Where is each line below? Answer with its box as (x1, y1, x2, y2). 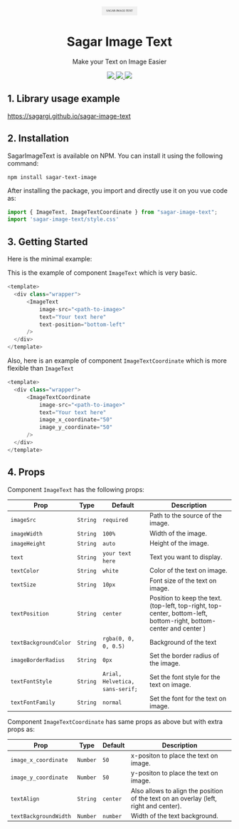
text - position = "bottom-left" (38, 321, 126, 328)
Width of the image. (149, 528, 208, 538)
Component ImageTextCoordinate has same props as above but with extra (7, 718, 223, 726)
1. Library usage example (7, 93, 120, 105)
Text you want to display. (149, 553, 223, 561)
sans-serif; (102, 685, 138, 693)
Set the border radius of (149, 651, 219, 660)
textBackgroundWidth (10, 813, 72, 820)
